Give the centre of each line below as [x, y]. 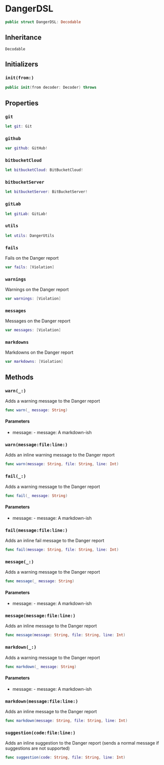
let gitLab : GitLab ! [27, 214]
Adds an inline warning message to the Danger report [60, 455]
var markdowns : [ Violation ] [34, 362]
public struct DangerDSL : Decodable [43, 22]
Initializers [22, 65]
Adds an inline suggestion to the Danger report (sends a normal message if [82, 743]
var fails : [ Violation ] [30, 267]
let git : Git [19, 126]
